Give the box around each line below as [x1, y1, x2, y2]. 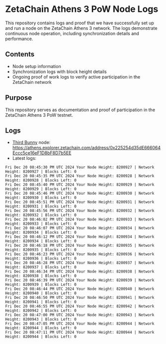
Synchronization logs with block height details [12, 69, 107, 74]
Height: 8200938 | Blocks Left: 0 [5, 274, 77, 278]
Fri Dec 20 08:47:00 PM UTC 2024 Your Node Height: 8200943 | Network [5, 313, 155, 318]
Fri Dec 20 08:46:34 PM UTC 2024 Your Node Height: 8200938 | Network [5, 269, 155, 274]
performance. [5, 36, 33, 42]
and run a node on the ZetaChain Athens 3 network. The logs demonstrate [5, 25, 158, 31]
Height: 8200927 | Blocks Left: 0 [5, 169, 77, 174]
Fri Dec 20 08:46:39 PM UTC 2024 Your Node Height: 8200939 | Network [5, 278, 155, 283]
